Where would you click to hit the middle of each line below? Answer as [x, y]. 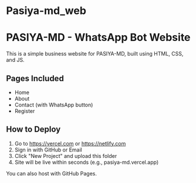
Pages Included [35, 78]
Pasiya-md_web [46, 11]
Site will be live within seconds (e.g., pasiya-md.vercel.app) [87, 162]
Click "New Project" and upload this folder [66, 156]
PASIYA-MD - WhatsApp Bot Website [98, 38]
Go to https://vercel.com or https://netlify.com [70, 143]
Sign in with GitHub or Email [48, 150]
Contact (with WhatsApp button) [54, 105]
